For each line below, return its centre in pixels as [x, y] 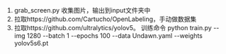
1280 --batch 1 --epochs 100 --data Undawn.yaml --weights [115, 36]
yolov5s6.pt [31, 43]
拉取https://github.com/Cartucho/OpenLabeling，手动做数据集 [105, 19]
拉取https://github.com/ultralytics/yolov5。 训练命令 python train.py [113, 28]
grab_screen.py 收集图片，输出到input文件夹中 [82, 10]
